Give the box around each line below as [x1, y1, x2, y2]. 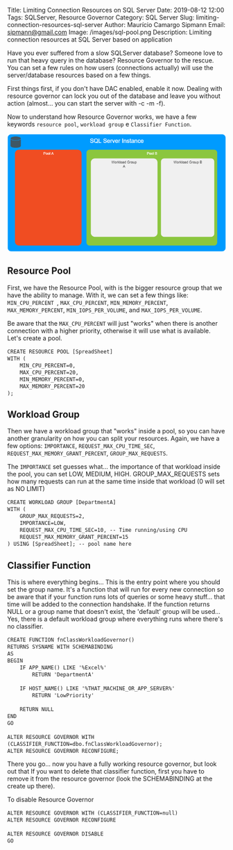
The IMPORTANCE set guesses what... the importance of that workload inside [7, 462, 221, 471]
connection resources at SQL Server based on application [7, 35, 173, 44]
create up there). [7, 782, 55, 790]
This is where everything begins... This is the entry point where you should [7, 578, 221, 586]
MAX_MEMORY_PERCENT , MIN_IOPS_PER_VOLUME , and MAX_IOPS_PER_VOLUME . [7, 306, 202, 314]
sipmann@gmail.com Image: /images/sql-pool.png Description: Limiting [7, 28, 212, 36]
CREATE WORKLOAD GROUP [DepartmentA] [7, 499, 116, 506]
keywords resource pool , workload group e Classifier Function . [7, 120, 192, 128]
